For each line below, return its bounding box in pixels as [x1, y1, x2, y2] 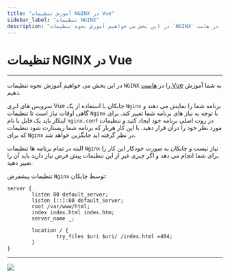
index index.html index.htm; [31, 210, 115, 216]
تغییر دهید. [7, 159, 33, 167]
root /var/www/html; [31, 203, 90, 210]
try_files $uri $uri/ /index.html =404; [55, 233, 173, 240]
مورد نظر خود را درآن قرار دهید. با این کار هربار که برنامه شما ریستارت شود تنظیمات [7, 124, 222, 132]
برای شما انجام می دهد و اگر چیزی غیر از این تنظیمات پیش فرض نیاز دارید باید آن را [7, 151, 219, 160]
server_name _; [31, 215, 75, 223]
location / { [31, 227, 69, 234]
